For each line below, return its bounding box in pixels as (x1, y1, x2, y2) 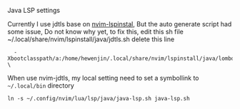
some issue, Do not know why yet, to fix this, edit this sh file (7, 28, 184, 36)
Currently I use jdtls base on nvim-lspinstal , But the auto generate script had (7, 20, 232, 28)
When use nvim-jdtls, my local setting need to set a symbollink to (7, 74, 199, 82)
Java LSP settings (7, 6, 61, 14)
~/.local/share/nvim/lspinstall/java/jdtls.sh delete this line (7, 35, 175, 43)
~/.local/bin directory (7, 81, 75, 90)
